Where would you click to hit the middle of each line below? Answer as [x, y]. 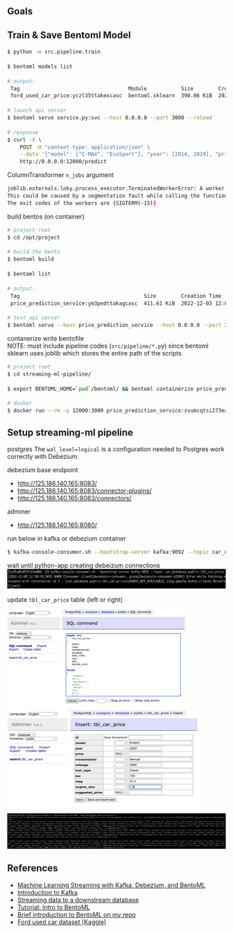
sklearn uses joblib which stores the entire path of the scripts [95, 353]
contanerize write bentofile [46, 339]
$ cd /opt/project [34, 237]
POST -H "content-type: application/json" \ [85, 147]
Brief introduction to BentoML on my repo [77, 914]
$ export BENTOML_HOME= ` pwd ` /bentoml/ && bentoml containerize [101, 389]
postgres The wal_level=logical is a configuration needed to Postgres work [116, 449]
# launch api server [37, 110]
